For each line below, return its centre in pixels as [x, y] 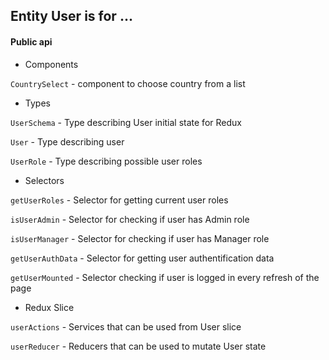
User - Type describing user [67, 141]
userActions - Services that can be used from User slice [126, 326]
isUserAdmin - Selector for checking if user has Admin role [130, 219]
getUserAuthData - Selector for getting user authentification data [142, 258]
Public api [31, 41]
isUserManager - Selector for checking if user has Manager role [140, 238]
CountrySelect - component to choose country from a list [128, 83]
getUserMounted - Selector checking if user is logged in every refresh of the [165, 277]
